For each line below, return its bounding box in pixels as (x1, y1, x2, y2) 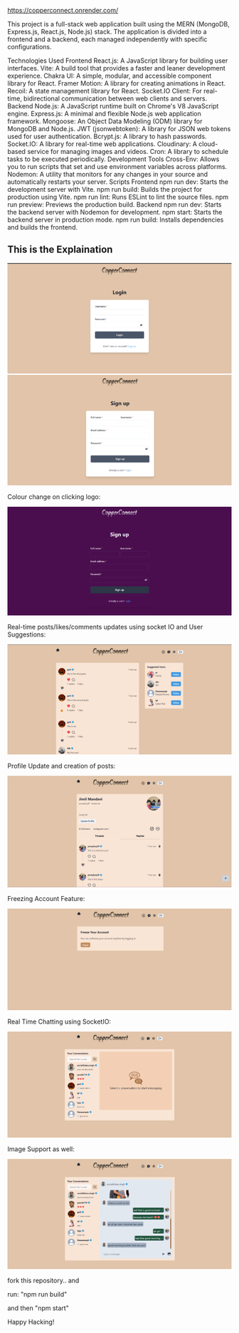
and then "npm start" (7, 1304, 69, 1312)
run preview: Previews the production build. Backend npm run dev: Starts (7, 200, 222, 209)
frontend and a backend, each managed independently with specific (7, 35, 208, 43)
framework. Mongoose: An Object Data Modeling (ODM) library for (7, 117, 203, 125)
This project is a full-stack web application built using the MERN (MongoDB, (7, 20, 230, 28)
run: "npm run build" (7, 1290, 68, 1298)
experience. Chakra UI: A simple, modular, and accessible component (7, 71, 212, 80)
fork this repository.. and (7, 1276, 80, 1285)
